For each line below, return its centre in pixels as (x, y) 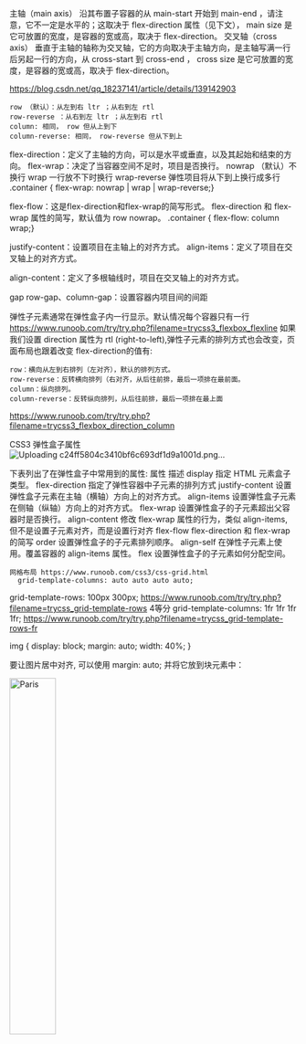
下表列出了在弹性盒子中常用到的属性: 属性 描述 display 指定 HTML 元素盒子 (150, 474)
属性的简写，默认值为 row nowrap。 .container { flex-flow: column (155, 218)
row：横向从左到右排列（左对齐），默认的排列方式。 (92, 370)
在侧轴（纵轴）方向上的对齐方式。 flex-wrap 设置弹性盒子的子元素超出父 (146, 508)
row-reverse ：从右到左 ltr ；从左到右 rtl (87, 117)
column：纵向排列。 (42, 389)
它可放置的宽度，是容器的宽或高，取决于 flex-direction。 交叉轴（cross (143, 36)
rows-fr (24, 628)
